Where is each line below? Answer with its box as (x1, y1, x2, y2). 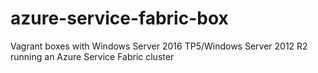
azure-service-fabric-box (10, 7, 229, 30)
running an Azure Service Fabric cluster (10, 50, 175, 62)
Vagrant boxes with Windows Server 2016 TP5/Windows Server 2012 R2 (10, 40, 308, 52)
